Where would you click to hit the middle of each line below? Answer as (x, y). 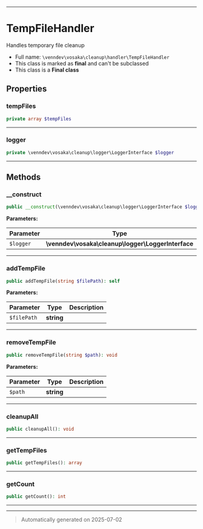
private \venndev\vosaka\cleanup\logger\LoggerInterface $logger (90, 152)
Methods (24, 177)
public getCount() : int (36, 497)
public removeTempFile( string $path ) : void (62, 355)
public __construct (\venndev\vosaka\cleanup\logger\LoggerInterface (94, 207)
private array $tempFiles (39, 119)
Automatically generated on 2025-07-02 (72, 520)
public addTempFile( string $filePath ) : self (63, 281)
